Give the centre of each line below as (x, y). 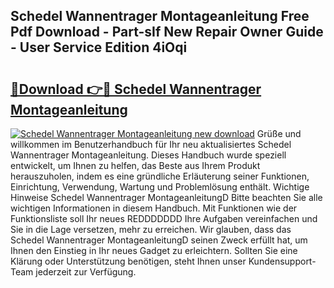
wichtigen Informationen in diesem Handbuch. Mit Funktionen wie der (154, 208)
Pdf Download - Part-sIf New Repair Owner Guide (167, 32)
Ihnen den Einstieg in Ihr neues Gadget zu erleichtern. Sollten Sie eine (154, 250)
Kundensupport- (282, 261)
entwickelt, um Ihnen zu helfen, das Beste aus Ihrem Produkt (135, 165)
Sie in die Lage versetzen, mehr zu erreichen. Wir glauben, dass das (151, 229)
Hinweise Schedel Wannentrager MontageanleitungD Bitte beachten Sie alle (166, 197)
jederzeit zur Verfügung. (86, 272)
